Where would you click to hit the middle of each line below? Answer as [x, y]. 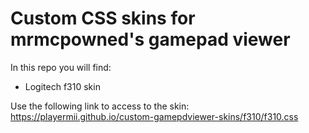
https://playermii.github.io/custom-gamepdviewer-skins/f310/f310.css [154, 116]
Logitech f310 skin [62, 86]
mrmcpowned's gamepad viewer [150, 39]
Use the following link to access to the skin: [100, 106]
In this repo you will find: [61, 67]
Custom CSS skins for [103, 18]
